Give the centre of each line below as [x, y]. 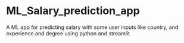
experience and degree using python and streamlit [68, 33]
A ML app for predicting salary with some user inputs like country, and [92, 27]
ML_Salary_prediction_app [73, 11]
